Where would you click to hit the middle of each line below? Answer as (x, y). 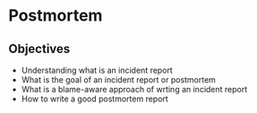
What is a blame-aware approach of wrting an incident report (134, 89)
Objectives (39, 49)
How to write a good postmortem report (95, 99)
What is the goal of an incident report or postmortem (119, 80)
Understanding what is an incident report (97, 70)
